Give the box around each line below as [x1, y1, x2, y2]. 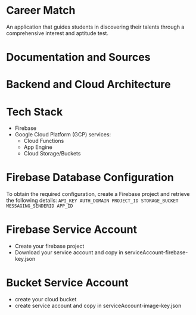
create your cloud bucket [14, 296, 77, 303]
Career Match [6, 4, 76, 17]
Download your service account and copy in [14, 249, 124, 256]
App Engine [23, 144, 52, 151]
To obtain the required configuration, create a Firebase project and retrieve [6, 191, 190, 198]
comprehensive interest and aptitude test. [6, 29, 109, 36]
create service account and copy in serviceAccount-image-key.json [14, 302, 182, 310]
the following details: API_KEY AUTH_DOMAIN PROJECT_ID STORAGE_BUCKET [6, 197, 179, 204]
